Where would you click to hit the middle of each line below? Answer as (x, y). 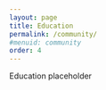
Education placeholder (50, 76)
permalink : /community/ (53, 34)
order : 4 (25, 51)
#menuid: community (45, 42)
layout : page (33, 17)
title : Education (41, 26)
